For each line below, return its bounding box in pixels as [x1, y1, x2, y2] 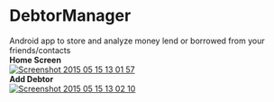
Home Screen [9, 54, 61, 65]
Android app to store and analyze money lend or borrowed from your [9, 35, 265, 46]
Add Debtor [9, 73, 54, 84]
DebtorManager [9, 5, 132, 26]
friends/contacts [9, 44, 71, 55]
